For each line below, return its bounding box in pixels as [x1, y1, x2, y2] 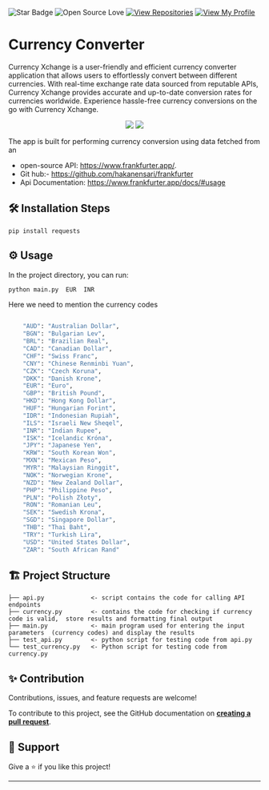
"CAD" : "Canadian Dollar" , [22, 345, 113, 353]
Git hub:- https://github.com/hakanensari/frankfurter [19, 169, 194, 178]
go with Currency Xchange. [8, 104, 98, 114]
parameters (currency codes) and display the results [8, 629, 195, 637]
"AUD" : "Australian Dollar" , [22, 323, 120, 331]
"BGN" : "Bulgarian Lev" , [22, 330, 106, 338]
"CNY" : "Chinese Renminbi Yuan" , [22, 359, 134, 367]
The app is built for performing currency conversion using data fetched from [8, 136, 260, 146]
